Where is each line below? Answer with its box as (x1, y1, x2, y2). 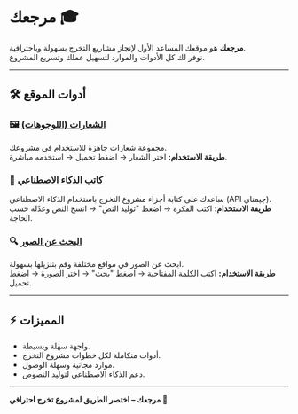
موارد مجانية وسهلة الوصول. (21, 360, 115, 371)
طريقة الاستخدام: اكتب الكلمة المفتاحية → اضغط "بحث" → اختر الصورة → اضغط (9, 268, 276, 279)
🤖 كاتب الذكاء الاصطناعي (9, 174, 104, 186)
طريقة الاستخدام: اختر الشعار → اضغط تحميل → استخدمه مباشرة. (9, 152, 228, 162)
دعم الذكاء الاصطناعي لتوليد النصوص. (21, 369, 145, 379)
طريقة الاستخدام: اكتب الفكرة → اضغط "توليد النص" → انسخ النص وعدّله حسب (9, 203, 272, 214)
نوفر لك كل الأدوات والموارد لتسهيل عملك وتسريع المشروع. (9, 51, 206, 62)
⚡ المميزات (9, 312, 65, 328)
